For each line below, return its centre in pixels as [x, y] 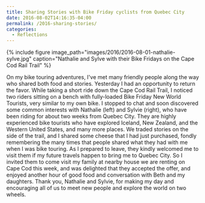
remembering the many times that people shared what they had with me [97, 142]
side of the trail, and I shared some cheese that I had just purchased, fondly [102, 136]
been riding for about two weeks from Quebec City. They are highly [91, 117]
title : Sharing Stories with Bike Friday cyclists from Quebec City [95, 12]
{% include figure [28, 52]
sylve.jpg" [19, 59]
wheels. [16, 194]
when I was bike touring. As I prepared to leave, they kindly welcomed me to [102, 149]
